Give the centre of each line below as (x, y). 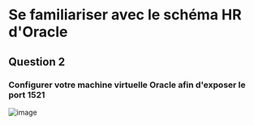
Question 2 (37, 62)
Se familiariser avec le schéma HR (125, 15)
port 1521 (27, 94)
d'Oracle (38, 32)
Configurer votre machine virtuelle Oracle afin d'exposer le (127, 85)
